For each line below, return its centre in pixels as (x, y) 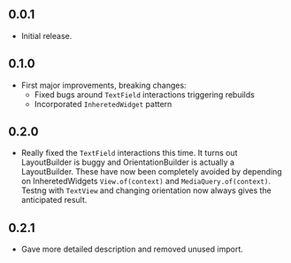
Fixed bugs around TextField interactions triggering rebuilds (145, 94)
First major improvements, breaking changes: (103, 85)
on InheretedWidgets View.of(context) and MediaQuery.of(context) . (146, 182)
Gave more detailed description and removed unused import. (132, 249)
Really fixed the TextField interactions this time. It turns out (129, 153)
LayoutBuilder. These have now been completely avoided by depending (151, 172)
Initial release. (46, 35)
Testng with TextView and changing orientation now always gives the (146, 190)
